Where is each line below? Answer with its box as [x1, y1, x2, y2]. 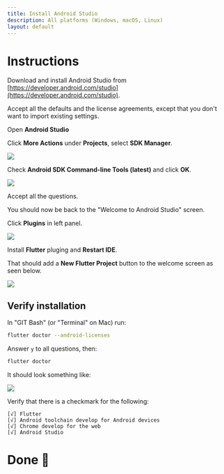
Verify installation [7, 300, 86, 312]
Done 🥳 [7, 452, 50, 468]
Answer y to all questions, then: [7, 344, 97, 353]
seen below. [7, 266, 42, 275]
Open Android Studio [7, 125, 70, 134]
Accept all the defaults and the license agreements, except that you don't [7, 105, 218, 113]
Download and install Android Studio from [7, 76, 127, 84]
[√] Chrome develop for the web [7, 422, 101, 429]
